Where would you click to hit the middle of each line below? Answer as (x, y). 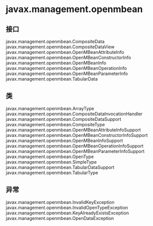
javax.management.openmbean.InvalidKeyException (60, 202)
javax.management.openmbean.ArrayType (50, 108)
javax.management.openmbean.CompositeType (55, 124)
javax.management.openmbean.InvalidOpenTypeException (67, 207)
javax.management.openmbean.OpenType (50, 157)
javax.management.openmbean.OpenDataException (60, 218)
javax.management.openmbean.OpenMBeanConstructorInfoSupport (77, 135)
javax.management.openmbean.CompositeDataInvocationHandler (74, 114)
